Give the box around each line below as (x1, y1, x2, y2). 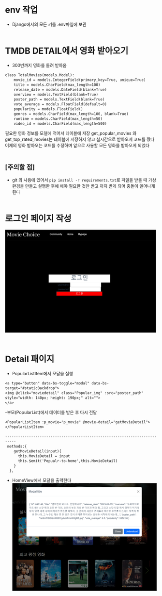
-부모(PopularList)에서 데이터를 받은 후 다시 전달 (5, 409, 97, 415)
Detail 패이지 (5, 353, 55, 364)
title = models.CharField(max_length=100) (14, 82, 101, 87)
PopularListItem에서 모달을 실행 (12, 370, 74, 376)
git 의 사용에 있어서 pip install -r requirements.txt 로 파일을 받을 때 (12, 177, 147, 182)
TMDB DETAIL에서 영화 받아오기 (5, 46, 129, 56)
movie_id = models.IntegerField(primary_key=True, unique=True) (14, 77, 146, 83)
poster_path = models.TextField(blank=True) (14, 97, 105, 102)
